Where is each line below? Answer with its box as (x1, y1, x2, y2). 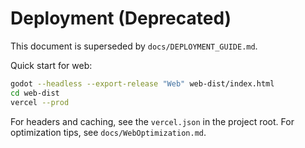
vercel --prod (10, 97, 70, 107)
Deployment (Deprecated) (10, 7, 232, 30)
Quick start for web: (10, 59, 93, 71)
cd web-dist (10, 88, 60, 98)
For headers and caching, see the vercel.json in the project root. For (10, 115, 295, 127)
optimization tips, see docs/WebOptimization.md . (10, 126, 207, 138)
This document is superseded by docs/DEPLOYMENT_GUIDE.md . (10, 40, 258, 52)
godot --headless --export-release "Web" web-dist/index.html (10, 78, 275, 89)
